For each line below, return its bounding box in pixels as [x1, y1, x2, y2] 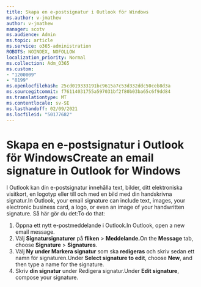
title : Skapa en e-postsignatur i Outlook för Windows [6, 9, 149, 15]
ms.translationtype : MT [6, 94, 67, 100]
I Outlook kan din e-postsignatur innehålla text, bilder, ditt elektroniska [6, 184, 183, 192]
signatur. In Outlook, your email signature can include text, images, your [6, 197, 186, 204]
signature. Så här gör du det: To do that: [6, 210, 106, 217]
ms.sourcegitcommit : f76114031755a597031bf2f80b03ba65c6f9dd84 [6, 89, 171, 95]
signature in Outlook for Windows [6, 163, 181, 177]
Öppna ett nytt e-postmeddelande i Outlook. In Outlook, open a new [15, 222, 185, 229]
